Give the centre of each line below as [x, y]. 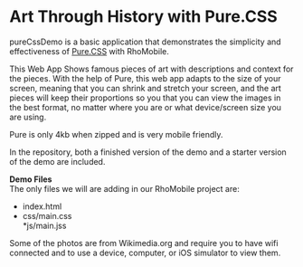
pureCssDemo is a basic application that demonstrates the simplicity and [146, 42]
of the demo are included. [57, 161]
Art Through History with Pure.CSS [143, 17]
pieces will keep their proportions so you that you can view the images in [145, 98]
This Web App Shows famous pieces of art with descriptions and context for [151, 69]
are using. [28, 117]
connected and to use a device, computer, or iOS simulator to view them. [145, 253]
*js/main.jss [44, 225]
